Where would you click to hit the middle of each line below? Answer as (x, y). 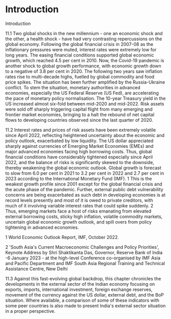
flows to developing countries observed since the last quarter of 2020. (79, 120)
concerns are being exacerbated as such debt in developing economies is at (85, 195)
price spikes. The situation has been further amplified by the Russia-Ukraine (85, 82)
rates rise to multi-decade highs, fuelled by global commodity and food (80, 76)
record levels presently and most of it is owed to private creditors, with (79, 200)
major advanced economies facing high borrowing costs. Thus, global (79, 151)
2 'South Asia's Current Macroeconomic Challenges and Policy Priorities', (82, 247)
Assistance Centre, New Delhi (36, 269)
